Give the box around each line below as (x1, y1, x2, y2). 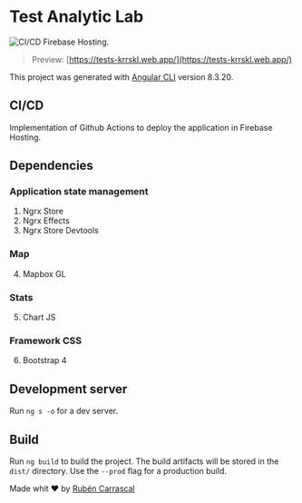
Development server (9, 381, 128, 397)
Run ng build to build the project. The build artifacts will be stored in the (9, 456, 279, 467)
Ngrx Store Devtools (22, 225, 100, 236)
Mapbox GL (22, 268, 66, 279)
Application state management (9, 185, 149, 198)
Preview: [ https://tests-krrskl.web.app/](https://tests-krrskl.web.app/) (31, 54, 293, 64)
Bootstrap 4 (22, 355, 67, 366)
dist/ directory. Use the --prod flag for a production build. (9, 465, 227, 476)
